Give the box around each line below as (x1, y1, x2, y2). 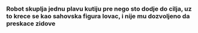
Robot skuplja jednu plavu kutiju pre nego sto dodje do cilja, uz (6, 5, 192, 13)
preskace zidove (6, 19, 56, 28)
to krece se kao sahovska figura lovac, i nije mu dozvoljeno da (6, 12, 190, 20)
